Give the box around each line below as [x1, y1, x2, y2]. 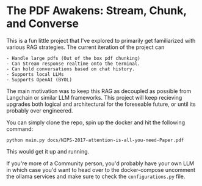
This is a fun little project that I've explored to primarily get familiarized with [6, 37, 196, 44]
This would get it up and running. [6, 147, 90, 155]
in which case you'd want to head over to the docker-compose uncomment [6, 166, 196, 173]
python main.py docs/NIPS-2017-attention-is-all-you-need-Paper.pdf [6, 137, 184, 143]
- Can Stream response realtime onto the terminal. [6, 61, 140, 67]
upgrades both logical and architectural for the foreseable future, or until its [6, 100, 197, 108]
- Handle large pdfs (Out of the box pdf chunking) [6, 55, 140, 61]
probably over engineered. [6, 106, 73, 114]
